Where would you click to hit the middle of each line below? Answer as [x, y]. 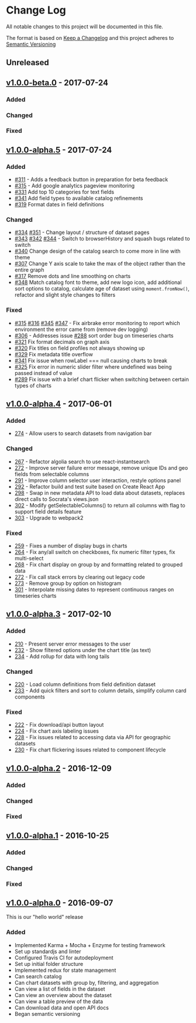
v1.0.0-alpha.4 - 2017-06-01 [59, 404]
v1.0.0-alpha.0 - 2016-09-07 [60, 903]
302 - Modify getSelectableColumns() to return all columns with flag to [100, 505]
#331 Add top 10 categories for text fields [64, 192]
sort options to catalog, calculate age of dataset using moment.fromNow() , [102, 289]
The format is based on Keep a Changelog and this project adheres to [90, 38]
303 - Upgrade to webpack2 [49, 517]
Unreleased [28, 63]
